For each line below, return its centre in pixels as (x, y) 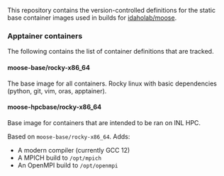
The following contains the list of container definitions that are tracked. (111, 52)
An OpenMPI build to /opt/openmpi (68, 165)
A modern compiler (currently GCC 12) (74, 150)
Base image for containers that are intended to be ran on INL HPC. (104, 122)
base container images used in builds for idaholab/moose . (92, 18)
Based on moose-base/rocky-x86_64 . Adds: (69, 136)
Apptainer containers (45, 36)
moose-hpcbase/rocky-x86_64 (54, 107)
